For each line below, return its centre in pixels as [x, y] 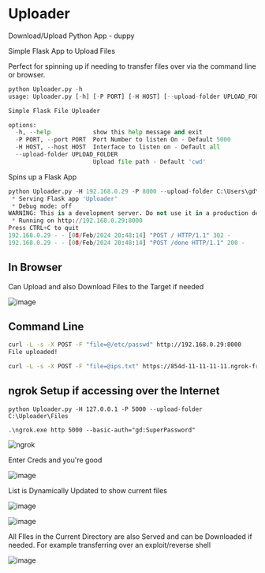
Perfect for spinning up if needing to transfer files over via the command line [132, 66]
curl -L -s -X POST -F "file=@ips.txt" [74, 367]
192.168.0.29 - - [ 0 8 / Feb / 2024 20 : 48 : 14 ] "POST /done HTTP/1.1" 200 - [127, 243]
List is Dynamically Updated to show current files [88, 490]
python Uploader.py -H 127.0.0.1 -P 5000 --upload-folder [105, 409]
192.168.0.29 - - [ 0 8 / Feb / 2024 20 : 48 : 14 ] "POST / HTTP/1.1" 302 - [119, 236]
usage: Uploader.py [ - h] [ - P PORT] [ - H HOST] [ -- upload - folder [114, 96]
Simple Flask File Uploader [54, 111]
